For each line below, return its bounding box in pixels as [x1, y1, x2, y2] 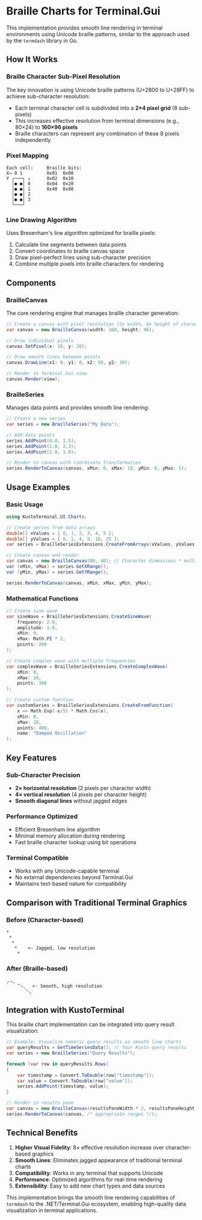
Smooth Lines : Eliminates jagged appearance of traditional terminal [14, 1156, 182, 1163]
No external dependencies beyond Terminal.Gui [14, 874, 133, 881]
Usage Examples [6, 482, 70, 492]
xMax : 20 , [17, 719, 42, 725]
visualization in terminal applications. [6, 1206, 98, 1214]
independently [14, 136, 51, 143]
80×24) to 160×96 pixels [14, 123, 78, 131]
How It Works [6, 54, 58, 64]
